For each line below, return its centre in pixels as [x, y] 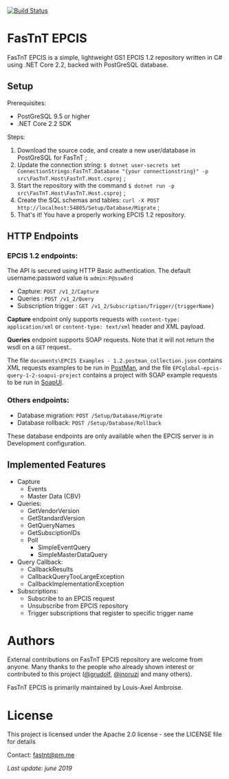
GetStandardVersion [56, 518]
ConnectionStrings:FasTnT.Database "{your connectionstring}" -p [112, 171]
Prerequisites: [27, 102]
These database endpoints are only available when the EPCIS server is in [111, 436]
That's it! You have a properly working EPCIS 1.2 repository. [101, 215]
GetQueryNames [51, 525]
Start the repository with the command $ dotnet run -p [96, 185]
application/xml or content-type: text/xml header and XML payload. [106, 327]
